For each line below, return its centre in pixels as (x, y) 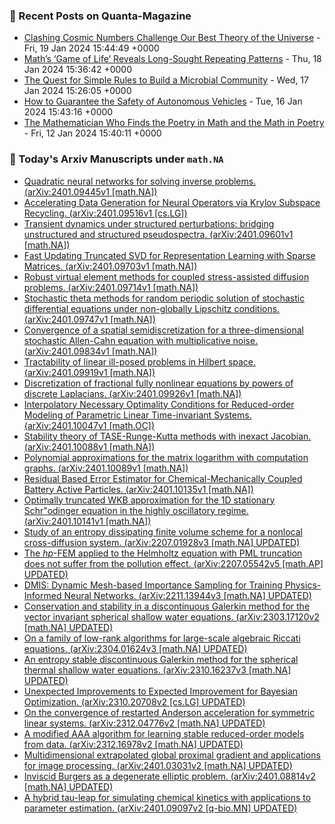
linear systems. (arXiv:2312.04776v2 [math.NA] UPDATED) (144, 723)
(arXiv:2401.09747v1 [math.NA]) (89, 319)
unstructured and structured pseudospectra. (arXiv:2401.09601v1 (158, 234)
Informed (42, 595)
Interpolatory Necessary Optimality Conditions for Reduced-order (159, 404)
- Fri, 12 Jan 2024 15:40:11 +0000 (92, 133)
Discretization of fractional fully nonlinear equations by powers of (158, 383)
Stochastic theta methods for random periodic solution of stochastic (164, 298)
